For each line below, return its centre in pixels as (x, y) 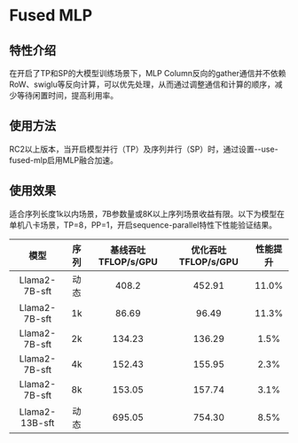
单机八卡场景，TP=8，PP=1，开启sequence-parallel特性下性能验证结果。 (143, 225)
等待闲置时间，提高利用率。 (67, 95)
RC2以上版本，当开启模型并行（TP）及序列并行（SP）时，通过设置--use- (144, 149)
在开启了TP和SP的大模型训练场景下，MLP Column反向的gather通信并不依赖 (148, 73)
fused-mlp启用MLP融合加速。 (63, 159)
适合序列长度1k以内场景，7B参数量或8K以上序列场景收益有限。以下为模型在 (147, 214)
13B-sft (38, 423)
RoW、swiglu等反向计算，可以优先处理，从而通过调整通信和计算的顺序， (142, 84)
